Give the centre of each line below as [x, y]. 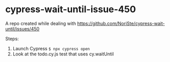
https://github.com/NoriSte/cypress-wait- [121, 23]
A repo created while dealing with [41, 23]
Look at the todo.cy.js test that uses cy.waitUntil [63, 54]
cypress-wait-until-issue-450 [71, 9]
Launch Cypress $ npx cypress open [51, 48]
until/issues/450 [23, 28]
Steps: [12, 39]
